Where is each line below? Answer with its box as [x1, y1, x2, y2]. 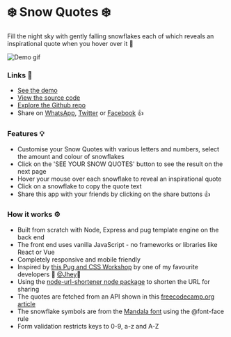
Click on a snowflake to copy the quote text [17, 181, 142, 190]
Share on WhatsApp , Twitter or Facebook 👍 [17, 109, 144, 117]
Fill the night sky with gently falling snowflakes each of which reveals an [7, 31, 214, 40]
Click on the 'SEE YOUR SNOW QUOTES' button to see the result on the [17, 160, 223, 168]
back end [17, 233, 45, 241]
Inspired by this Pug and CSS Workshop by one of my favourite [17, 262, 198, 271]
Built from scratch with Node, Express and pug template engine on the [17, 225, 219, 234]
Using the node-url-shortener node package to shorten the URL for [17, 277, 210, 285]
